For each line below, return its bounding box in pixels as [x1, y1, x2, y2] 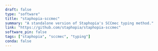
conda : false [5, 39, 32, 44]
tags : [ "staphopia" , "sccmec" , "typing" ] [5, 34, 91, 39]
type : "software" [5, 12, 40, 17]
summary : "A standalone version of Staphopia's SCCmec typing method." [5, 20, 154, 26]
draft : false [5, 7, 32, 12]
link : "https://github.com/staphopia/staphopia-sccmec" [5, 25, 121, 30]
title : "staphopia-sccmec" [5, 16, 60, 21]
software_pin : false [5, 30, 47, 34]
